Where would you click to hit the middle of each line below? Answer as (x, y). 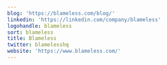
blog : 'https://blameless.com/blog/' (61, 13)
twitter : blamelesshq (38, 45)
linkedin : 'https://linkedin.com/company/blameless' (84, 20)
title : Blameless (32, 39)
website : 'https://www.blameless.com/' (64, 51)
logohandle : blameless (40, 26)
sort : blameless (30, 32)
